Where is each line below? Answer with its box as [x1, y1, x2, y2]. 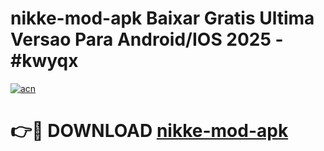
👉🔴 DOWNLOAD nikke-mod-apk [10, 120, 289, 142]
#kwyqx [10, 50, 79, 72]
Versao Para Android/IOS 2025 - [10, 28, 284, 51]
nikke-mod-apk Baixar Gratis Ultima [10, 7, 315, 30]
